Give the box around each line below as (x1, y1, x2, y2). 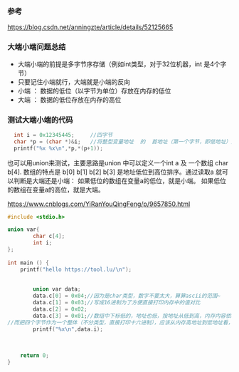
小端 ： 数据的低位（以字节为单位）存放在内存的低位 (17, 86, 171, 95)
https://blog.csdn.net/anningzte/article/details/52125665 (7, 23, 174, 31)
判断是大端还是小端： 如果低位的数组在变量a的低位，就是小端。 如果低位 (13, 176, 226, 185)
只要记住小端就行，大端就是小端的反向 (17, 77, 130, 86)
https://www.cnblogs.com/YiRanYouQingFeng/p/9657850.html (7, 200, 191, 208)
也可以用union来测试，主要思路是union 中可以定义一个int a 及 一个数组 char (7, 158, 229, 167)
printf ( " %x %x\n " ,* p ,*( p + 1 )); (14, 145, 103, 152)
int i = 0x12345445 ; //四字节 (14, 131, 113, 138)
